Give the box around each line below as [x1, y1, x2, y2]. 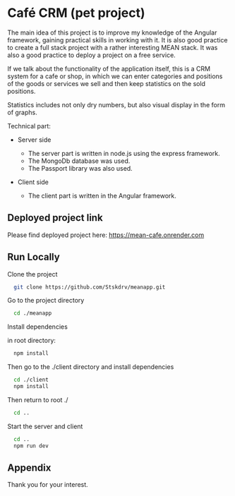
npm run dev [13, 442, 49, 449]
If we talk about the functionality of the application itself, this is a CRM [7, 64, 210, 73]
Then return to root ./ [7, 395, 68, 404]
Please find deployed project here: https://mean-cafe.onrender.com [7, 231, 205, 239]
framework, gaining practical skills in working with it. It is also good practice [7, 35, 228, 44]
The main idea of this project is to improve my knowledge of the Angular [7, 28, 217, 37]
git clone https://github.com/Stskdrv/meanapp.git [13, 284, 166, 291]
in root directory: [7, 337, 56, 345]
